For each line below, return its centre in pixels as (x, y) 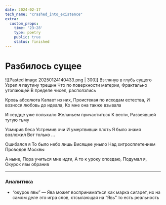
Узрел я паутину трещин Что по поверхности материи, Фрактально (76, 85)
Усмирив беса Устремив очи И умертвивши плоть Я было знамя (73, 129)
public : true (27, 37)
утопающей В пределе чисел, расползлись (51, 90)
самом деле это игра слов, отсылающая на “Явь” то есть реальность (86, 197)
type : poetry (27, 33)
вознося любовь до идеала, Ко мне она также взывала (63, 105)
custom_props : (24, 23)
